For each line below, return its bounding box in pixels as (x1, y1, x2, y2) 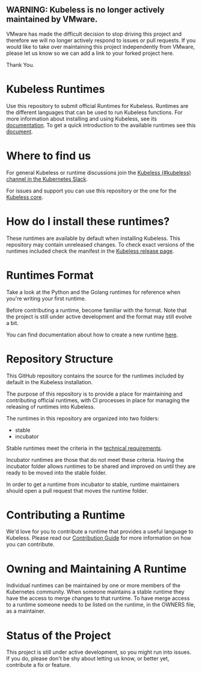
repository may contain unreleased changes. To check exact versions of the (6, 241, 194, 248)
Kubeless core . (6, 193, 43, 201)
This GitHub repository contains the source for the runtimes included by (6, 372, 185, 379)
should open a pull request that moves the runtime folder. (6, 487, 148, 494)
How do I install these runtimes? (6, 214, 170, 228)
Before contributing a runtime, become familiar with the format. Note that (6, 306, 187, 314)
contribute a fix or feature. (6, 662, 72, 669)
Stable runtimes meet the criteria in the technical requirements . (6, 444, 162, 452)
